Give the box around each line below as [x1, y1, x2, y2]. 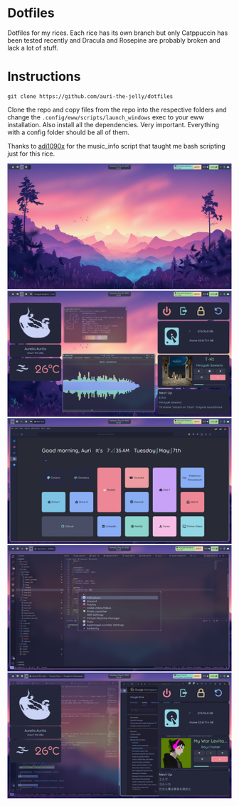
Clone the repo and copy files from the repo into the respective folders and [7, 105, 227, 114]
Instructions [7, 69, 81, 85]
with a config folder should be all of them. [7, 128, 130, 136]
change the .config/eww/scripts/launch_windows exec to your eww [7, 112, 204, 122]
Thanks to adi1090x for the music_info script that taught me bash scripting [7, 141, 225, 150]
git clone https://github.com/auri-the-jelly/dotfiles [7, 92, 174, 100]
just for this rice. [7, 149, 55, 158]
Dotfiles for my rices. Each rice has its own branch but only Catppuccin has [7, 28, 228, 37]
